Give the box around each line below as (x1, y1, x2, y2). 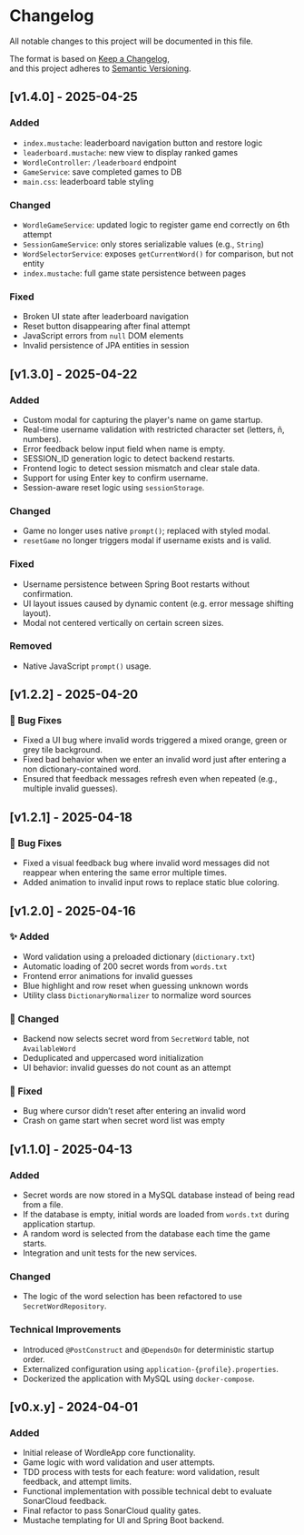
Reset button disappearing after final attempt (22, 320, 191, 332)
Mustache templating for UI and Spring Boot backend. (22, 1515, 225, 1526)
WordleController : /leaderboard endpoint (22, 157, 177, 167)
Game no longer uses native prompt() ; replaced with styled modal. (22, 525, 270, 537)
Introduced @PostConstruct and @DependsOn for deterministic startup (22, 1344, 275, 1355)
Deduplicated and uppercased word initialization (22, 1053, 204, 1064)
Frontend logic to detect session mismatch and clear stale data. (22, 462, 260, 473)
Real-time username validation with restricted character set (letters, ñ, (22, 424, 285, 435)
